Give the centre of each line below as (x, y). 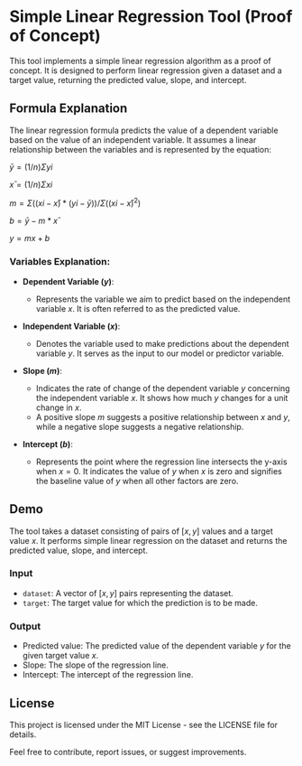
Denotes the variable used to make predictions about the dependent (163, 343)
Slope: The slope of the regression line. (96, 665)
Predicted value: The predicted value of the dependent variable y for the (156, 646)
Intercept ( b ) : (48, 444)
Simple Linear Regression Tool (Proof (151, 17)
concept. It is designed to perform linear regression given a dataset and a (146, 70)
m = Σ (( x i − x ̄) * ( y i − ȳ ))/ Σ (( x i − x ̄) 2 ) (75, 202)
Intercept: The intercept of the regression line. (108, 675)
